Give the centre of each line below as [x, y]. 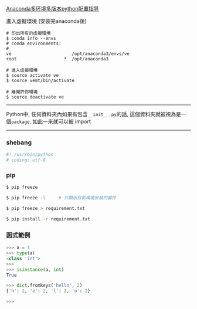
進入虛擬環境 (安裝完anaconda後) [46, 21]
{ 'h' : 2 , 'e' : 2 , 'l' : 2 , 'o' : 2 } [48, 291]
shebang [19, 142]
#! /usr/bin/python [30, 155]
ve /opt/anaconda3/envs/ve [68, 54]
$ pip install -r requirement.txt [48, 219]
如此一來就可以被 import [62, 121]
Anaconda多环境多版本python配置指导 [52, 9]
